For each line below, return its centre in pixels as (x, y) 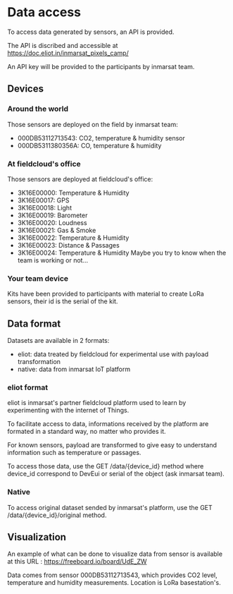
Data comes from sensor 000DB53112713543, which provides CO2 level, (113, 575)
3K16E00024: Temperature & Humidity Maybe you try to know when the (122, 253)
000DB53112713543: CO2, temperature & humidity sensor (101, 138)
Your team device (38, 278)
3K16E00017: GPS (43, 200)
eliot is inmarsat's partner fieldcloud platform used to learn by (97, 403)
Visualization (37, 537)
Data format (34, 323)
